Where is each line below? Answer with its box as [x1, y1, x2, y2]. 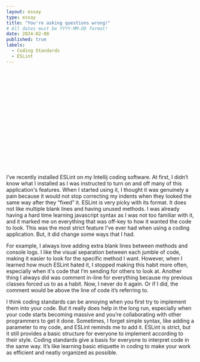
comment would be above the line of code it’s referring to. [6, 286, 149, 293]
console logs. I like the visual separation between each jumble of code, [6, 249, 181, 256]
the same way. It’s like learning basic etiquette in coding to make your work [6, 342, 191, 349]
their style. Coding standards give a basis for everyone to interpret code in [6, 336, 189, 343]
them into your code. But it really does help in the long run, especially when [6, 304, 192, 311]
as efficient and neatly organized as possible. [6, 349, 118, 356]
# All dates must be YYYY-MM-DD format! [6, 25, 109, 32]
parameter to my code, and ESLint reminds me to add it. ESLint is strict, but [6, 323, 191, 330]
